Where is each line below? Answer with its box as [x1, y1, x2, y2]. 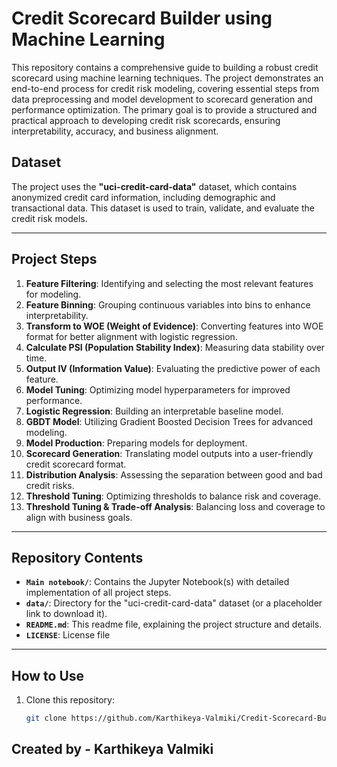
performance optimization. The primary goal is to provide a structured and [11, 103, 318, 116]
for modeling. [25, 288, 82, 300]
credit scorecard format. [25, 458, 127, 470]
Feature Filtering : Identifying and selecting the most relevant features [25, 277, 314, 289]
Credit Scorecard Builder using [11, 7, 273, 30]
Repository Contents [11, 549, 144, 566]
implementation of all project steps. [25, 587, 172, 599]
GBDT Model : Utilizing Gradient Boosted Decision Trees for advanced [25, 415, 313, 427]
